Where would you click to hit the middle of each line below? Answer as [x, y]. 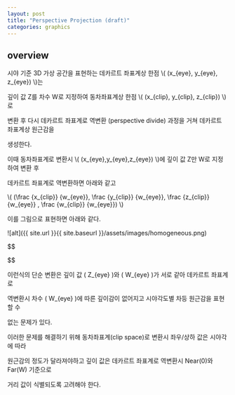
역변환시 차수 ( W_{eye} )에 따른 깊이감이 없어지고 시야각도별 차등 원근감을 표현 [116, 299]
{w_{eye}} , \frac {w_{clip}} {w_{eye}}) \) [66, 205]
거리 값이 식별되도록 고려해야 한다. [54, 384]
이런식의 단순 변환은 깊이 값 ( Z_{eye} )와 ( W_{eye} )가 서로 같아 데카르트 [108, 275]
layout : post [26, 14]
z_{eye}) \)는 [25, 82]
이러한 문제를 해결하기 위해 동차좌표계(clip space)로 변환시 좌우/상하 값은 [108, 337]
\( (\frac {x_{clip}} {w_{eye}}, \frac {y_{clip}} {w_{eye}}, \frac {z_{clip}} [108, 197]
